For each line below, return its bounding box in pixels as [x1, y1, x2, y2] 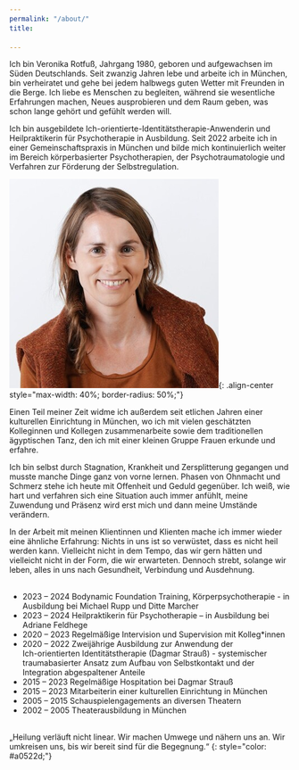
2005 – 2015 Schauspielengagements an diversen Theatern [21, 696, 242, 707]
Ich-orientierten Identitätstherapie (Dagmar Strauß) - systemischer [21, 648, 268, 659]
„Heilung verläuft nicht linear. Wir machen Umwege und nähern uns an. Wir [9, 732, 286, 742]
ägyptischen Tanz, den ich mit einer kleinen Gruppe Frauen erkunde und [9, 435, 276, 446]
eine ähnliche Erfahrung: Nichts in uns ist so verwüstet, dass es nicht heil [9, 536, 278, 547]
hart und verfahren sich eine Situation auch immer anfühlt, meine [9, 491, 248, 501]
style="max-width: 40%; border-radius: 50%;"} [9, 389, 184, 401]
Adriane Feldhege [21, 620, 88, 631]
